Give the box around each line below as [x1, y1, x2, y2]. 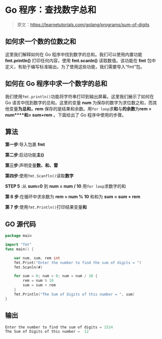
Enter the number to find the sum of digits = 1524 [5, 325, 113, 330]
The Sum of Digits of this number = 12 [5, 329, 89, 334]
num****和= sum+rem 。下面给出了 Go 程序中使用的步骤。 [5, 112, 127, 118]
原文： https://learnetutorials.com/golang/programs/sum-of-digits [17, 22, 150, 28]
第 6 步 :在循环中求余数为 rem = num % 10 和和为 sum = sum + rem [5, 194, 141, 199]
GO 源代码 [5, 220, 36, 228]
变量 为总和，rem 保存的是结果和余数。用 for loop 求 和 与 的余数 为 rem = [9, 106, 152, 112]
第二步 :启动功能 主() [5, 152, 44, 158]
